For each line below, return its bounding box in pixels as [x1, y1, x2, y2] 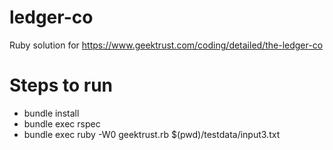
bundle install [23, 107, 80, 119]
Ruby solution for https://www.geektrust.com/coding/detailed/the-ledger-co [9, 39, 324, 51]
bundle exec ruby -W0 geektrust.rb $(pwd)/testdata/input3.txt [23, 128, 281, 140]
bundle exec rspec [23, 117, 101, 130]
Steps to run [9, 74, 114, 97]
